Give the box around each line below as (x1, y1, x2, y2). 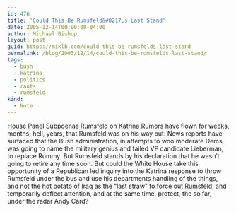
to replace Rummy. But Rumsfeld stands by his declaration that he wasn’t (7, 151, 220, 160)
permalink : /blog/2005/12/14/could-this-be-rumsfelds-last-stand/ (7, 50, 207, 57)
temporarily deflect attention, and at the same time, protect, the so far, (7, 189, 212, 198)
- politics (13, 76, 46, 83)
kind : (7, 96, 23, 103)
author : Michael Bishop (7, 30, 78, 37)
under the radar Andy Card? (7, 196, 89, 205)
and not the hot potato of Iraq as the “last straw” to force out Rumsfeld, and (7, 182, 228, 190)
